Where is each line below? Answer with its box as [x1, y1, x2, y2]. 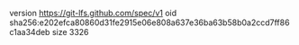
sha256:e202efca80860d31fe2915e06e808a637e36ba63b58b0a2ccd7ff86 [9, 17, 290, 28]
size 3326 [51, 27, 89, 37]
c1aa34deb [9, 27, 50, 37]
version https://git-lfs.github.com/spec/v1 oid [9, 8, 177, 18]
